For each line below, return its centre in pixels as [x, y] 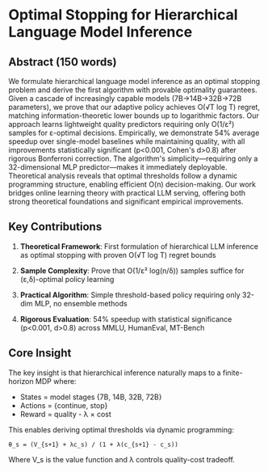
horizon [21, 381]
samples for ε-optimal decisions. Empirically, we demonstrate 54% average [134, 133]
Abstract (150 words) [63, 62]
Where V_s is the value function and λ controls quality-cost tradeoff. [122, 459]
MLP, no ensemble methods [81, 303]
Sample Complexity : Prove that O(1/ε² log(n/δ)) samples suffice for [132, 270]
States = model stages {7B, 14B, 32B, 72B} [91, 397]
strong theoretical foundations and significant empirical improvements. [126, 201]
